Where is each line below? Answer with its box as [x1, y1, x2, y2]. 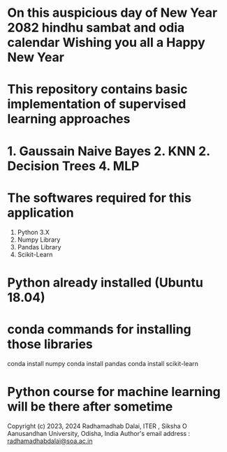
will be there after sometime [7, 398, 173, 414]
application [7, 205, 75, 221]
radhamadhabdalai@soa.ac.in [7, 437, 93, 445]
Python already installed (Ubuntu [7, 275, 204, 291]
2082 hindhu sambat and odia [7, 20, 185, 36]
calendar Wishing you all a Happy [7, 35, 206, 50]
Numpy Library [17, 235, 61, 244]
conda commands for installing [7, 321, 191, 337]
